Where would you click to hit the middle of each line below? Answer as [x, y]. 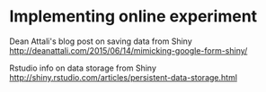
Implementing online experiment [133, 17]
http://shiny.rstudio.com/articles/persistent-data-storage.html [124, 77]
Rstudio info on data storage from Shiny [83, 68]
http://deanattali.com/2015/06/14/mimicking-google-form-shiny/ [129, 50]
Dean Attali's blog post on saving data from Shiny [101, 41]
